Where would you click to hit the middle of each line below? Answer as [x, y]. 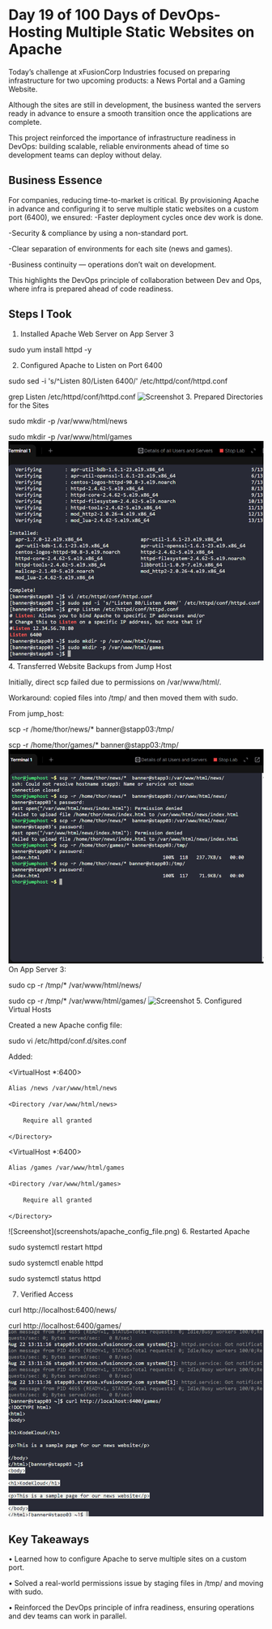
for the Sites [29, 405]
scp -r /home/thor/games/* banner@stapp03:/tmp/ [94, 745]
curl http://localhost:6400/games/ [65, 1326]
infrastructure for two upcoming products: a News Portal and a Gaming [127, 80]
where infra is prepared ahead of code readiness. [91, 289]
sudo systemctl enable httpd [56, 1263]
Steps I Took [40, 314]
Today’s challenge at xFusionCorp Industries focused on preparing [119, 71]
